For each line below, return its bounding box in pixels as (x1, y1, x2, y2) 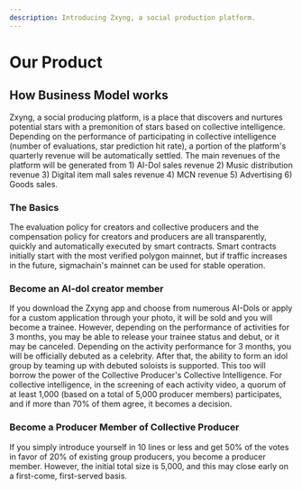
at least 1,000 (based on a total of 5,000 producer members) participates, (9, 389, 282, 400)
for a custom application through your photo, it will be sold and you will (9, 313, 273, 323)
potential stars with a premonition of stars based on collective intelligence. (9, 121, 286, 132)
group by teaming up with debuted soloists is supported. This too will (9, 360, 266, 371)
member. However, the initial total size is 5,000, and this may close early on (9, 460, 289, 471)
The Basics (9, 201, 59, 213)
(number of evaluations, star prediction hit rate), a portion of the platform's (9, 141, 287, 151)
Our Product (9, 51, 103, 72)
